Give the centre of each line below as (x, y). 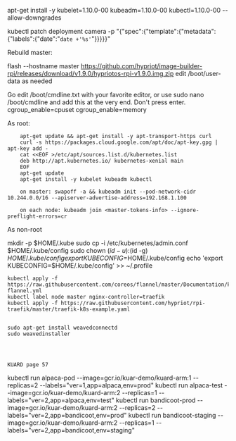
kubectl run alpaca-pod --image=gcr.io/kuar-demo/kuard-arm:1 (99, 378)
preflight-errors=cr (38, 216)
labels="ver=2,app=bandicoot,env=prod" (67, 415)
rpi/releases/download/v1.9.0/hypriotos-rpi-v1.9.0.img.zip (91, 74)
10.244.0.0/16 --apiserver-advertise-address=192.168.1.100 (97, 198)
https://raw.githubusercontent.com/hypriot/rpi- (133, 303)
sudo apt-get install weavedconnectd (63, 328)
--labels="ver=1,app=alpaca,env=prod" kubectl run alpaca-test (131, 385)
